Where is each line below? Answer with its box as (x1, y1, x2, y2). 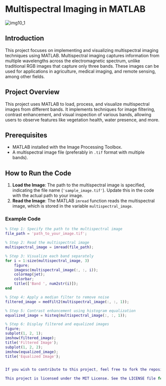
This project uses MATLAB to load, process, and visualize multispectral (5, 101, 150, 107)
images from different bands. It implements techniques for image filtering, (5, 106, 156, 112)
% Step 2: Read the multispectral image (5, 240, 90, 245)
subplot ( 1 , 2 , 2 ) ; (5, 344, 43, 349)
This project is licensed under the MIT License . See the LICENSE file (5, 376, 156, 381)
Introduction (5, 34, 44, 43)
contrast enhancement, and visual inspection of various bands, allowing (5, 111, 152, 117)
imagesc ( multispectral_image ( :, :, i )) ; (14, 267, 98, 272)
